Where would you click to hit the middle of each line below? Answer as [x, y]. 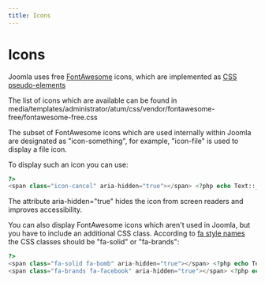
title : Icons [30, 15]
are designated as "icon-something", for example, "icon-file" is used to [123, 141]
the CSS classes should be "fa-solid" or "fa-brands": [94, 242]
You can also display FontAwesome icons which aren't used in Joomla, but [129, 225]
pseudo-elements [37, 85]
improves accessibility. [45, 209]
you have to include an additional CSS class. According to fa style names [127, 233]
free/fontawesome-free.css [53, 117]
